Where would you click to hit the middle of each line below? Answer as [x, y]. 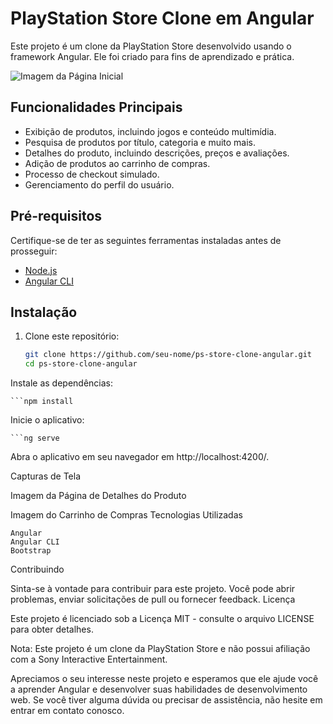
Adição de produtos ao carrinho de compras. [117, 163]
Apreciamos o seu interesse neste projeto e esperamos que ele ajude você [164, 679]
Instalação [44, 312]
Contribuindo [37, 569]
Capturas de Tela [46, 476]
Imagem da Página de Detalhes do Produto [98, 496]
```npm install [42, 402]
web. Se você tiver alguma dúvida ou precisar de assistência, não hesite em [166, 700]
